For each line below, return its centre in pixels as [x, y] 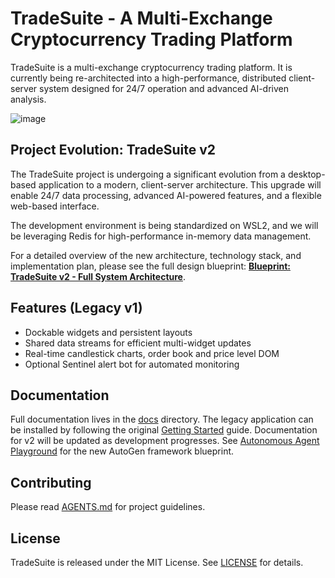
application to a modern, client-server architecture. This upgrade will [180, 184]
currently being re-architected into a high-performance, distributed [148, 78]
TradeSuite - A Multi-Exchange [141, 18]
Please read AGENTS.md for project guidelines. [108, 507]
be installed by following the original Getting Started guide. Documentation [164, 430]
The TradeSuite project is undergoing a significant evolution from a [148, 174]
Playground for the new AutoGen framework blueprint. [122, 451]
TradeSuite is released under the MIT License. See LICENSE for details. [157, 562]
